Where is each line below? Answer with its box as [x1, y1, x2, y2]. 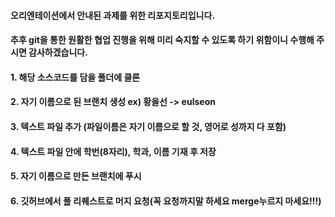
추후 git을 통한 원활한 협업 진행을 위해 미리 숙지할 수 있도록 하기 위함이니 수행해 [10, 34, 315, 46]
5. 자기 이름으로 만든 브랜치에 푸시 [10, 170, 142, 182]
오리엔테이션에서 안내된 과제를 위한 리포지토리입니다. [10, 9, 216, 21]
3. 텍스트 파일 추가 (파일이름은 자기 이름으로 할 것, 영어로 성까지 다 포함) [10, 120, 287, 132]
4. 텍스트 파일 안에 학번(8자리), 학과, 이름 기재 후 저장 [10, 145, 217, 157]
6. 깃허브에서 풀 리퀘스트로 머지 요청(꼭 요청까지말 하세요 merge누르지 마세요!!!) [10, 195, 322, 207]
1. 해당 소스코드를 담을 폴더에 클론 [10, 71, 141, 83]
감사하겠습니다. [28, 46, 88, 59]
